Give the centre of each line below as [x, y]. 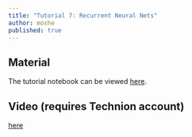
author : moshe [32, 23]
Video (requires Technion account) [96, 107]
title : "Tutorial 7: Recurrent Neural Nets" [83, 15]
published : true [35, 30]
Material [29, 62]
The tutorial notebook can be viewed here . [77, 82]
